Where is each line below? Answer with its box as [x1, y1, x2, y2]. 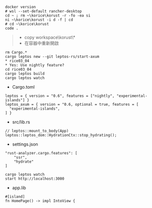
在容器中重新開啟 [24, 40, 59, 46]
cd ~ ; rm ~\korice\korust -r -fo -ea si [5, 13, 91, 18]
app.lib [12, 185, 26, 190]
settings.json [12, 141, 38, 147]
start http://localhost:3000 [5, 176, 65, 181]
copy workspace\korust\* [24, 35, 76, 40]
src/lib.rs [12, 119, 30, 125]
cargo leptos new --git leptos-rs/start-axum [5, 54, 99, 59]
